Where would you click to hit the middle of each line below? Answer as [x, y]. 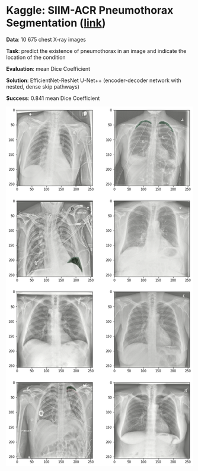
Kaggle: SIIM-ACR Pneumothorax [90, 10]
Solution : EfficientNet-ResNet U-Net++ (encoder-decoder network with [94, 80]
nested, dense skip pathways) [43, 86]
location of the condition [36, 57]
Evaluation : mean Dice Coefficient [48, 68]
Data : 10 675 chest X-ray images [46, 39]
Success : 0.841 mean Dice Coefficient [53, 98]
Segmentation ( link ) [56, 23]
